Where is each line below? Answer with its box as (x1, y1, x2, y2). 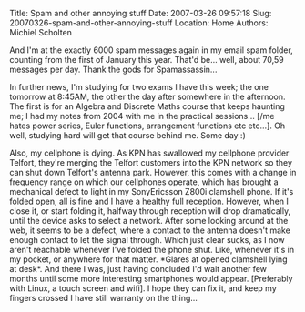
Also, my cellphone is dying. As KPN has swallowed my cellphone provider (9, 147, 290, 158)
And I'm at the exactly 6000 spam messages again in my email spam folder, (9, 45, 293, 55)
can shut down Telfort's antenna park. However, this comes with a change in (9, 167, 297, 177)
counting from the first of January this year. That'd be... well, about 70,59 (9, 55, 284, 65)
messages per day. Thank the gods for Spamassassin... (9, 64, 218, 75)
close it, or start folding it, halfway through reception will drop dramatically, (9, 206, 291, 216)
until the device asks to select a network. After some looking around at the (9, 216, 289, 226)
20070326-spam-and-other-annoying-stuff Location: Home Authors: (9, 17, 269, 28)
